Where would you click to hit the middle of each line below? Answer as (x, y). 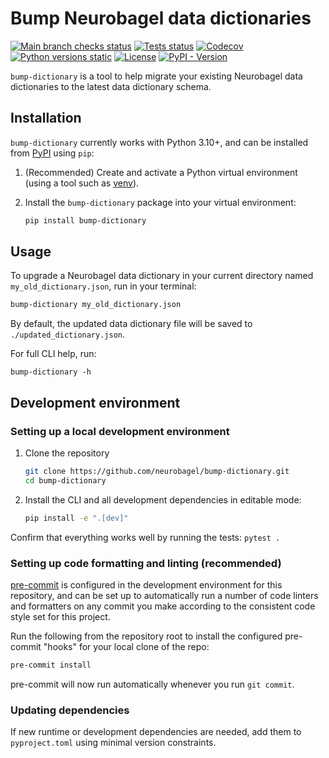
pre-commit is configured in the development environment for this (146, 584)
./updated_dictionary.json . (68, 334)
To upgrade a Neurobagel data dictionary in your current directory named (162, 276)
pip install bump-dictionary (85, 220)
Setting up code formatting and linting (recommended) (146, 563)
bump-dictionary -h (51, 372)
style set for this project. (60, 616)
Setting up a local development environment (120, 431)
